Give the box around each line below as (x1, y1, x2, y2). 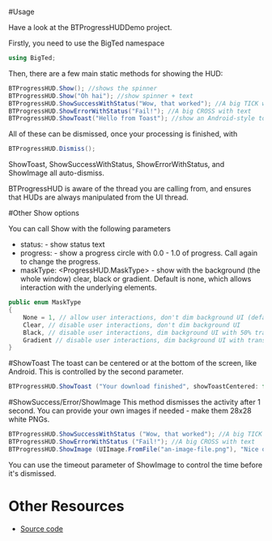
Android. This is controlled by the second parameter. (8, 367, 184, 376)
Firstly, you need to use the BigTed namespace (8, 38, 165, 48)
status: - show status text (19, 239, 105, 250)
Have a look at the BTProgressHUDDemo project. (8, 23, 172, 32)
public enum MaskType (8, 298, 82, 307)
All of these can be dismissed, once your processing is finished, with (8, 129, 238, 139)
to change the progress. (19, 257, 101, 267)
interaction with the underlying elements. (19, 283, 157, 293)
